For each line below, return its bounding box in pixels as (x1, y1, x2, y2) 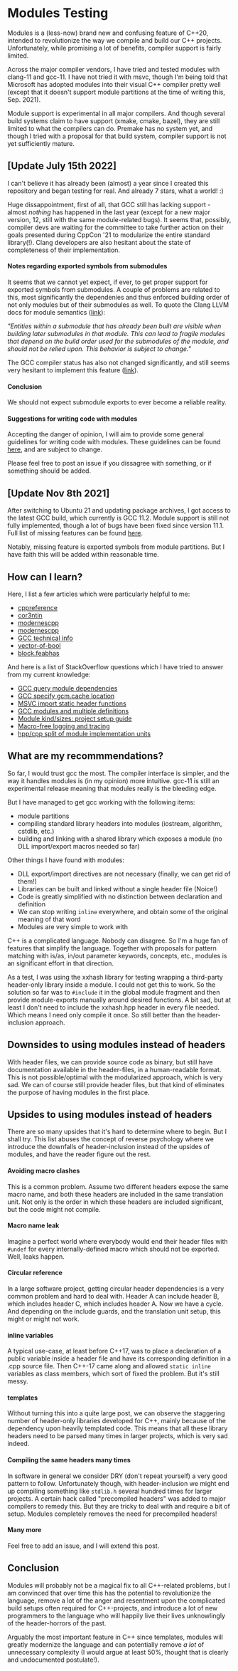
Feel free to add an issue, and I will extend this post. (7, 1541, 160, 1550)
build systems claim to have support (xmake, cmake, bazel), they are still (7, 116, 220, 125)
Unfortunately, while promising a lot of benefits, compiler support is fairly (7, 43, 222, 52)
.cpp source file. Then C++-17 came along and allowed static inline (7, 1362, 212, 1371)
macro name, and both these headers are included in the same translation (7, 1190, 224, 1198)
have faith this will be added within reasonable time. (7, 550, 160, 559)
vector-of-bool (17, 641, 61, 649)
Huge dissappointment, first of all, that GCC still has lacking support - (7, 200, 211, 209)
